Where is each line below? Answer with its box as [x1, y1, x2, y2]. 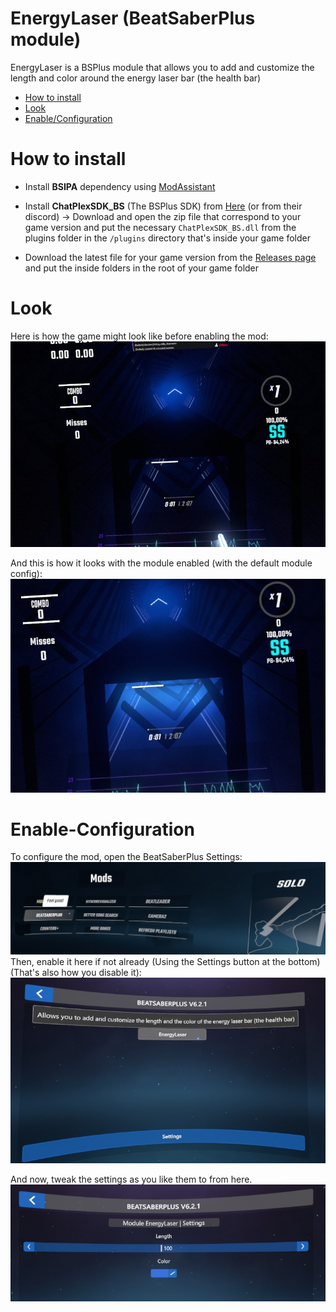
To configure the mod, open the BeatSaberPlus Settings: [10, 851, 243, 863]
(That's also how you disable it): [10, 966, 142, 978]
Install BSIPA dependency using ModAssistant [24, 180, 216, 192]
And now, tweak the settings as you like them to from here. [10, 1173, 253, 1186]
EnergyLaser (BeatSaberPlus [10, 7, 256, 30]
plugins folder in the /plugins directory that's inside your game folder [24, 232, 311, 244]
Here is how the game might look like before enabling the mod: [10, 330, 269, 342]
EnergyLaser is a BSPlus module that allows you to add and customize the [10, 61, 315, 73]
